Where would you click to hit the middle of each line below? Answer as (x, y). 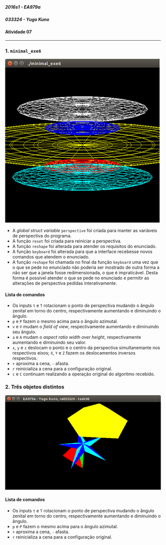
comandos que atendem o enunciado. (51, 257)
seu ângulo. (24, 332)
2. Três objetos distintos (35, 387)
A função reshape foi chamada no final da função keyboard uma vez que (85, 262)
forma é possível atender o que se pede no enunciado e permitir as (81, 278)
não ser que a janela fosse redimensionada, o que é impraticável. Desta (85, 273)
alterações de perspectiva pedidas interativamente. (65, 283)
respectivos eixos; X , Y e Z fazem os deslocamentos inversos (74, 353)
